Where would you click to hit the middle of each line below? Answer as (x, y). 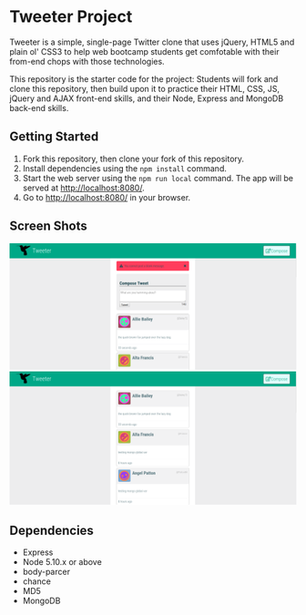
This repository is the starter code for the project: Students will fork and (144, 78)
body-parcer (46, 572)
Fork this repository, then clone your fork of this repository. (133, 159)
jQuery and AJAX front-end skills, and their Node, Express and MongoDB (147, 98)
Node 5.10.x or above (62, 562)
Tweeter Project (71, 17)
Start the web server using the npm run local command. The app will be (158, 178)
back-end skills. (39, 108)
